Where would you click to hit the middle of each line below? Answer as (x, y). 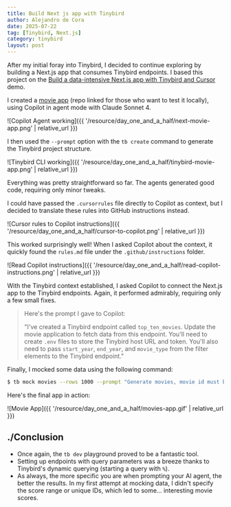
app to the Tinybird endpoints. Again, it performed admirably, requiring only (114, 293)
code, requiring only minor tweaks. (56, 190)
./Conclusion (35, 437)
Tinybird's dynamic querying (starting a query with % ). (93, 469)
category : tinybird (35, 39)
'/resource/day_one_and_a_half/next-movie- (148, 121)
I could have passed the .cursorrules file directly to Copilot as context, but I (115, 203)
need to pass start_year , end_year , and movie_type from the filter (116, 349)
